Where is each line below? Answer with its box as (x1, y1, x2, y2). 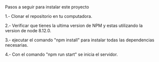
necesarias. (5, 42, 28, 48)
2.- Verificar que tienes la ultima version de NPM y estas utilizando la (5, 23, 143, 28)
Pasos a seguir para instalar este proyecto (5, 4, 89, 10)
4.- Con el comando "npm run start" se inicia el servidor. (5, 51, 118, 57)
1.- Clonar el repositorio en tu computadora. (5, 13, 93, 19)
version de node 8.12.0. (5, 28, 52, 33)
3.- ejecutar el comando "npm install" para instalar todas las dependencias (5, 37, 155, 43)
